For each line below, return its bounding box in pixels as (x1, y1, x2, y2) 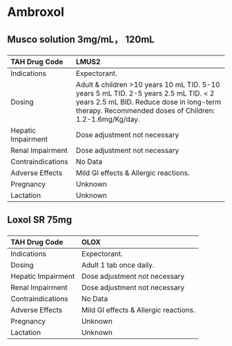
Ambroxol (7, 4, 64, 20)
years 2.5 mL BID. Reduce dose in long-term (75, 97, 222, 107)
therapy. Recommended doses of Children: (75, 105, 215, 115)
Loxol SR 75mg (7, 214, 72, 226)
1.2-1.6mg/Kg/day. (75, 114, 140, 124)
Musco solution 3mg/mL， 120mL (7, 33, 155, 45)
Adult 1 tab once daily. (81, 260, 155, 270)
